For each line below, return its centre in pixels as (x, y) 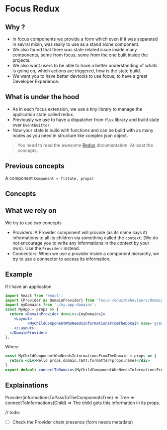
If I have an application (28, 287)
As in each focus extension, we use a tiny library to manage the (77, 109)
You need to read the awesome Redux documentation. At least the (85, 145)
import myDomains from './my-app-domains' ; (51, 305)
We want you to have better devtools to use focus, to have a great (80, 76)
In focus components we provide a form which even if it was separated (85, 39)
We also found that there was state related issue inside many (75, 50)
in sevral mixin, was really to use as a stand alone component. (76, 44)
